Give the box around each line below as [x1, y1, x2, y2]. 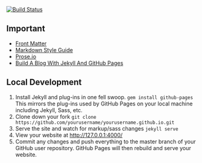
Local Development [6, 77, 82, 88]
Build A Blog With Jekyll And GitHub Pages [15, 59, 124, 67]
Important [6, 23, 45, 34]
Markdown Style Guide [15, 46, 73, 53]
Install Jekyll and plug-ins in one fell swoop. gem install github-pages [15, 93, 193, 100]
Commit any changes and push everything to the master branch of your [15, 138, 196, 145]
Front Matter [15, 40, 47, 47]
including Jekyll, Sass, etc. [15, 106, 83, 113]
